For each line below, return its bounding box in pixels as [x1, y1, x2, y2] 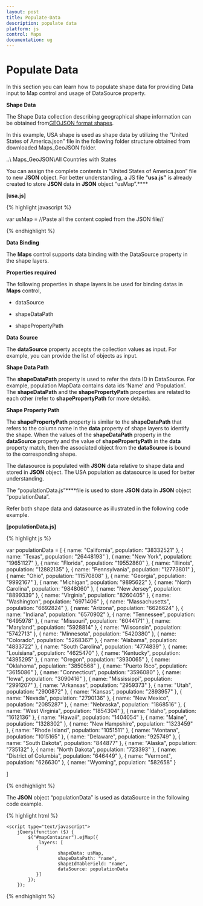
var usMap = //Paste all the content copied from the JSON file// [6, 215, 164, 223]
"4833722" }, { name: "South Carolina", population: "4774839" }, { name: [6, 643, 187, 650]
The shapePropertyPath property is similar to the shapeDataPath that [6, 418, 182, 425]
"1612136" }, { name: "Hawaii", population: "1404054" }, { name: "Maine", [6, 714, 188, 721]
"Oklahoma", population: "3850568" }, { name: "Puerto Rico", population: [6, 662, 188, 669]
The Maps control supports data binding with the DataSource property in [6, 251, 188, 258]
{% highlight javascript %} [6, 203, 72, 211]
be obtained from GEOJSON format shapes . [6, 119, 114, 126]
